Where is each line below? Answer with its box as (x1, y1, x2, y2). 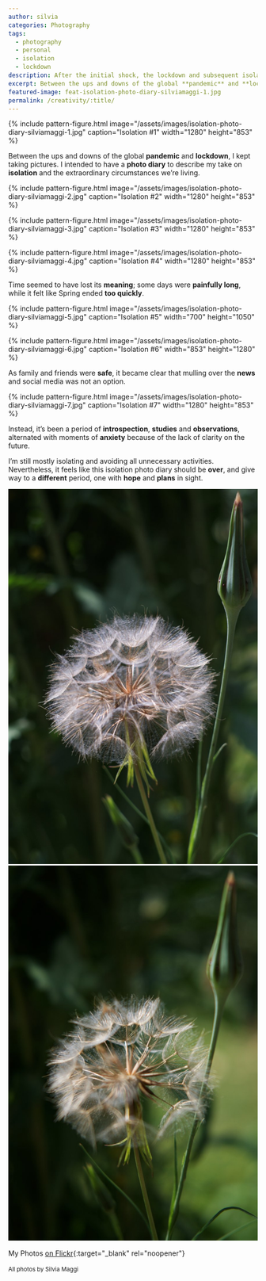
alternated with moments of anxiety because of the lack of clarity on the (8, 433, 245, 442)
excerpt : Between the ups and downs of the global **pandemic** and (8, 79, 239, 87)
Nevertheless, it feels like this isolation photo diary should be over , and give (8, 465, 256, 475)
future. (8, 441, 30, 451)
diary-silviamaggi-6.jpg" (8, 345, 87, 354)
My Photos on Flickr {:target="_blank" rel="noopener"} (8, 1248, 186, 1258)
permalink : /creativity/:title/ (8, 96, 115, 105)
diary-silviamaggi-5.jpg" (8, 312, 87, 322)
